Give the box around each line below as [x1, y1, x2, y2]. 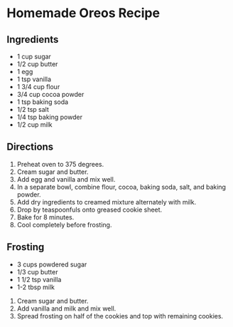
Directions [6, 141, 54, 153]
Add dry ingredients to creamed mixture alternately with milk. [16, 197, 197, 206]
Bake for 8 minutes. [16, 212, 75, 222]
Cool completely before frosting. [16, 220, 112, 229]
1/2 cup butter [16, 60, 58, 68]
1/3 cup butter [16, 267, 58, 276]
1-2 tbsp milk [16, 283, 55, 291]
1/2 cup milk [16, 120, 53, 129]
